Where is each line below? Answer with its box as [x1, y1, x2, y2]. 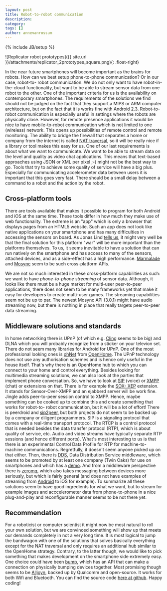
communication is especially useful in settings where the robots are [17, 111, 156, 117]
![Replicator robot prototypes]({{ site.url [5, 54, 87, 60]
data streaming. [5, 307, 37, 313]
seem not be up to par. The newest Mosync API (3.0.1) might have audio [5, 297, 153, 303]
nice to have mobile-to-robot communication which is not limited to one [5, 122, 152, 128]
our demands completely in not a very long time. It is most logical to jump [5, 532, 156, 539]
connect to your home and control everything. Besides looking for [5, 367, 141, 373]
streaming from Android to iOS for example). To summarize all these [5, 478, 145, 484]
